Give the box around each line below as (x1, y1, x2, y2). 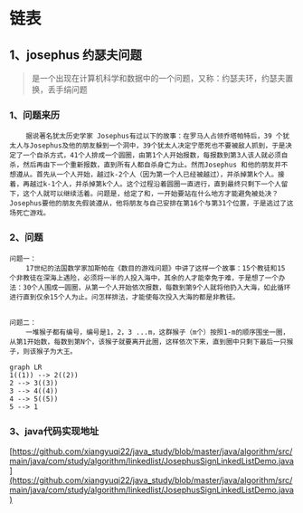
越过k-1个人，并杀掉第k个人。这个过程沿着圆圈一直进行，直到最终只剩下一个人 (29, 180, 282, 189)
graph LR (9, 363, 43, 372)
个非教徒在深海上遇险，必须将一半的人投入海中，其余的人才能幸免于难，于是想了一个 (9, 273, 279, 282)
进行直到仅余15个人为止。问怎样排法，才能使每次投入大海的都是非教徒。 (9, 292, 240, 301)
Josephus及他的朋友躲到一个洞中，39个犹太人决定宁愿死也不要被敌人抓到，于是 (29, 141, 286, 150)
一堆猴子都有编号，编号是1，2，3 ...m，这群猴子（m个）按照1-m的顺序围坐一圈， (25, 328, 290, 337)
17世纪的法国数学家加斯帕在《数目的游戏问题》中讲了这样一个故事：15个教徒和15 (25, 263, 286, 272)
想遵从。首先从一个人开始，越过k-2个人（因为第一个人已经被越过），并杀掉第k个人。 (9, 170, 279, 179)
